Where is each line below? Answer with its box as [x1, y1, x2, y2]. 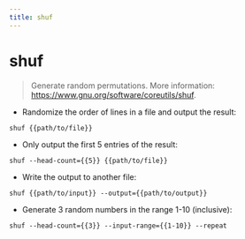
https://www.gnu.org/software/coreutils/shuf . [30, 89, 196, 100]
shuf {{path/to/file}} [9, 123, 93, 132]
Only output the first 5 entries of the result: [21, 138, 179, 150]
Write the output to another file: [21, 171, 137, 182]
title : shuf [9, 12, 53, 22]
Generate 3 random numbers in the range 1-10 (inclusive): [21, 204, 233, 214]
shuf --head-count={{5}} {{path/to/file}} [9, 156, 168, 165]
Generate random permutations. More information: [30, 80, 215, 91]
